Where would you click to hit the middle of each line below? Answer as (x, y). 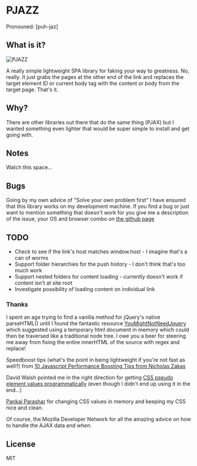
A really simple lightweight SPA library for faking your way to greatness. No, (98, 71)
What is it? (26, 45)
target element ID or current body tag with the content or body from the (93, 83)
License (21, 444)
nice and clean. (25, 408)
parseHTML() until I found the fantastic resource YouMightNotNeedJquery (96, 323)
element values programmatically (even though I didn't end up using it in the (98, 384)
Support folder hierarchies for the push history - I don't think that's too (100, 264)
